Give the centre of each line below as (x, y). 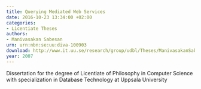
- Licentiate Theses (32, 28)
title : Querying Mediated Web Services (56, 12)
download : (19, 51)
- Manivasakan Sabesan (34, 39)
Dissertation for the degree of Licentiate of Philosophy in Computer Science (100, 73)
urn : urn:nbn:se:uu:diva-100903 (46, 45)
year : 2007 (20, 56)
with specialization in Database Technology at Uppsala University (87, 79)
